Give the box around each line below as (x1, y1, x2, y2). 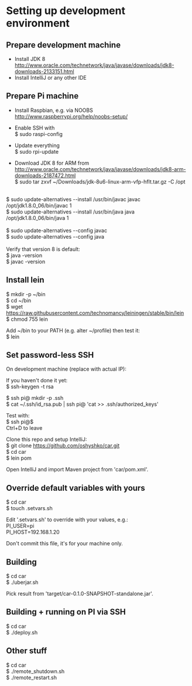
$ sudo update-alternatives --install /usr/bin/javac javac (6, 195, 140, 203)
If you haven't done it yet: (6, 377, 68, 384)
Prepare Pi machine (6, 91, 79, 101)
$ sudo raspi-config (14, 130, 63, 137)
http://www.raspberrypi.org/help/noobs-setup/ (14, 113, 128, 120)
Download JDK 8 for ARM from (14, 159, 90, 167)
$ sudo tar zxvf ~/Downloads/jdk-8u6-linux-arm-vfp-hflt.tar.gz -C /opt (14, 178, 186, 185)
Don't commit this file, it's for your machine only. (6, 540, 123, 547)
